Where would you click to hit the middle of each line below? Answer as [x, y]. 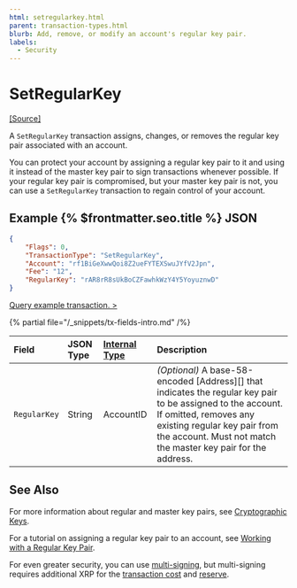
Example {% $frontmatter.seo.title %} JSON [133, 218]
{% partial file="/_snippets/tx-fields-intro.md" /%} [100, 322]
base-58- [232, 370]
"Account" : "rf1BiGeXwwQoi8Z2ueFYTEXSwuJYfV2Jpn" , [120, 263]
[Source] [25, 119]
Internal [120, 344]
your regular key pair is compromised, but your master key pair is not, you [144, 182]
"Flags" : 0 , [47, 247]
